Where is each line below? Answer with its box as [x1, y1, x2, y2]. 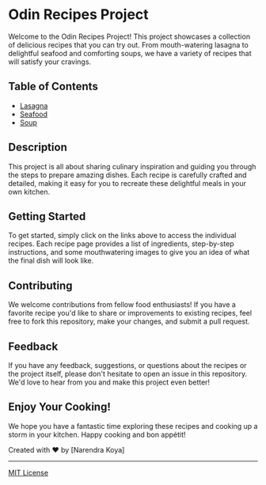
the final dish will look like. [8, 256, 94, 266]
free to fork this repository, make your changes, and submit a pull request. [8, 316, 250, 326]
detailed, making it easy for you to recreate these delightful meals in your [8, 178, 247, 188]
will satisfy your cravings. [8, 57, 92, 66]
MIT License [8, 468, 49, 477]
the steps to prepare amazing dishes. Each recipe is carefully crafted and [8, 170, 247, 180]
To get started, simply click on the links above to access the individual [8, 231, 237, 241]
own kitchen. [8, 187, 51, 196]
